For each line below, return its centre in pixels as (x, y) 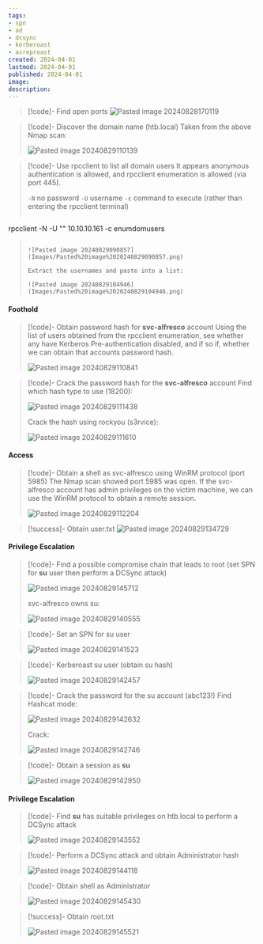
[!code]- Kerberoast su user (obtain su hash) (100, 665)
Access (21, 455)
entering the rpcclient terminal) (78, 207)
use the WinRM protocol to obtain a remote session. (112, 498)
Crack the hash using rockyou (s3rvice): (93, 422)
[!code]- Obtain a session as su (79, 765)
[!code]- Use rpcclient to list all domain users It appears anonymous (138, 166)
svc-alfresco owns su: (64, 603)
